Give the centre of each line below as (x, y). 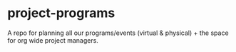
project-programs (61, 13)
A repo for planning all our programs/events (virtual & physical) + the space (118, 33)
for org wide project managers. (53, 40)
